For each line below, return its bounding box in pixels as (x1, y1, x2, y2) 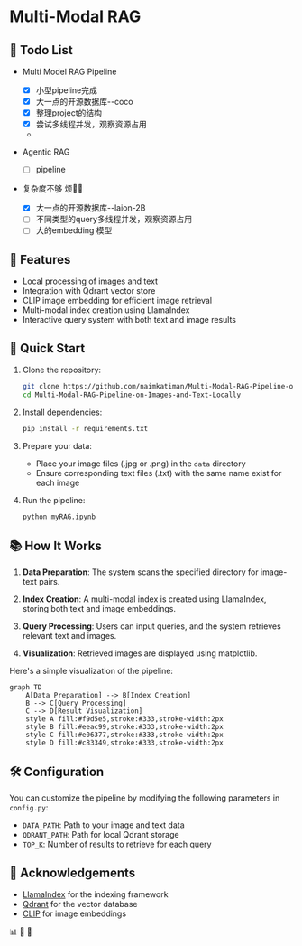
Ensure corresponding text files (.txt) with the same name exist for (35, 467, 282, 478)
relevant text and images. (22, 631, 117, 642)
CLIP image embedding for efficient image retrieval (22, 295, 213, 306)
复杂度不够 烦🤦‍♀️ (22, 183, 84, 194)
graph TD (9, 683, 42, 692)
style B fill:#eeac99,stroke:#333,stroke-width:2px (25, 723, 224, 732)
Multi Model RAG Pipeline (22, 66, 117, 77)
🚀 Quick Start (9, 341, 86, 356)
